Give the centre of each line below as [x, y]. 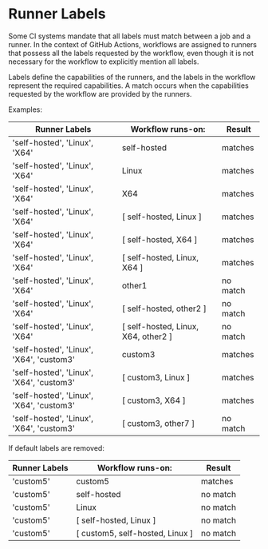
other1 [134, 285]
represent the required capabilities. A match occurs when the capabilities [128, 86]
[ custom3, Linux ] [156, 377]
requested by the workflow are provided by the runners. [100, 93]
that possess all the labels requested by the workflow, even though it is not [131, 53]
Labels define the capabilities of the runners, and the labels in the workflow [132, 77]
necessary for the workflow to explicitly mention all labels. [104, 62]
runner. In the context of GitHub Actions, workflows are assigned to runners [133, 44]
